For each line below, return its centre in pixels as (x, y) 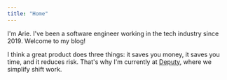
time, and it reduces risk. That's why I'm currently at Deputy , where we (110, 62)
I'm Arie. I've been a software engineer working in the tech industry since (113, 33)
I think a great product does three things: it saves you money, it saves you (113, 54)
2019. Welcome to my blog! (47, 41)
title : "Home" (28, 14)
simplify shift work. (35, 69)
